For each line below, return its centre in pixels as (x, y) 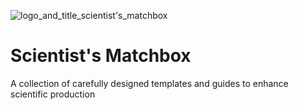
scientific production (53, 94)
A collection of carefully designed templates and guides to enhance (149, 83)
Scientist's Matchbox (101, 56)
